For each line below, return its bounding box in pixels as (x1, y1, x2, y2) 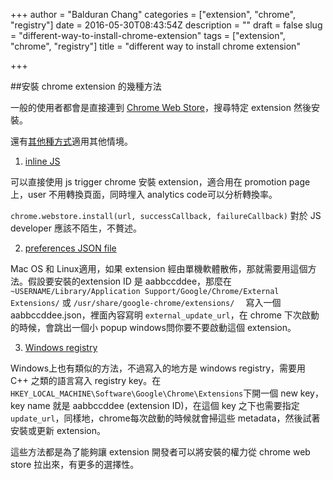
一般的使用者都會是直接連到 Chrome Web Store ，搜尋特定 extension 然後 (10, 102, 312, 113)
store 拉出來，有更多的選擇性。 (10, 459, 140, 470)
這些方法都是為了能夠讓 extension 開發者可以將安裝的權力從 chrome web (10, 446, 311, 458)
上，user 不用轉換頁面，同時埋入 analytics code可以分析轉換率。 (10, 189, 278, 200)
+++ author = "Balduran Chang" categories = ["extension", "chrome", (10, 9, 296, 20)
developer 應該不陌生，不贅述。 (10, 222, 142, 234)
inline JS (24, 155, 61, 167)
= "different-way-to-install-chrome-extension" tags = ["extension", (10, 30, 286, 41)
